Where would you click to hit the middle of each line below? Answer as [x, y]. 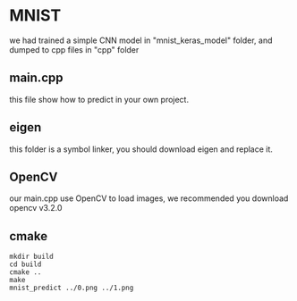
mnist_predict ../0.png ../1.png [72, 288]
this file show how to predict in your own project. [99, 99]
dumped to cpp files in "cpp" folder [74, 49]
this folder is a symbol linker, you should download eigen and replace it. [141, 149]
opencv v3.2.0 [36, 208]
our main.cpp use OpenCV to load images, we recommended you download [149, 198]
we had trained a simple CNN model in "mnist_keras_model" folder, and [141, 40]
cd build [25, 264]
